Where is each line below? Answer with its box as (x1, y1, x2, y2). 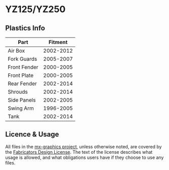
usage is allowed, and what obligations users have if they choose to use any (5, 154, 164, 160)
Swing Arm (8, 105, 34, 112)
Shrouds (8, 89, 28, 95)
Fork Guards (8, 56, 37, 62)
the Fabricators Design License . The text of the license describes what (5, 149, 153, 155)
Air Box (8, 47, 25, 54)
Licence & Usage (5, 130, 59, 139)
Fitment (48, 39, 68, 46)
